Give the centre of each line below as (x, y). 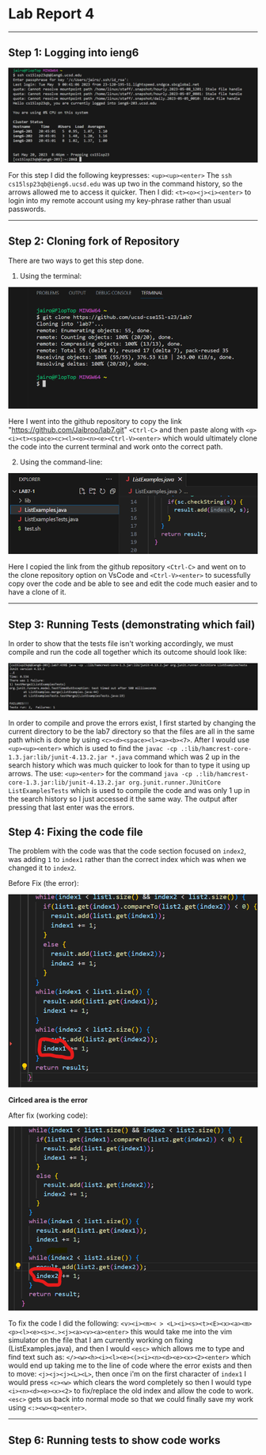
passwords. (27, 209)
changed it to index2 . (42, 868)
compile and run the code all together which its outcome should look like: (127, 652)
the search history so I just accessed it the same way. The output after (123, 799)
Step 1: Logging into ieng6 (74, 53)
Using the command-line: (61, 462)
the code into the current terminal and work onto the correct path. (116, 446)
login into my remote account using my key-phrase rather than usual (120, 200)
